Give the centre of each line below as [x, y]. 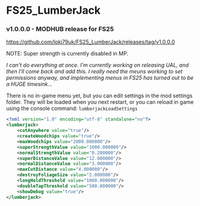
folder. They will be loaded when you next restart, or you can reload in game [100, 102]
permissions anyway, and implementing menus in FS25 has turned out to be [100, 78]
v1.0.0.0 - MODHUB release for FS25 [60, 29]
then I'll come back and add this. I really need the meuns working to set [94, 72]
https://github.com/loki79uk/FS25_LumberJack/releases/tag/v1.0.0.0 [90, 42]
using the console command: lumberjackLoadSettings [72, 109]
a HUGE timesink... [29, 84]
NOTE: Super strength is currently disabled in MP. [67, 54]
